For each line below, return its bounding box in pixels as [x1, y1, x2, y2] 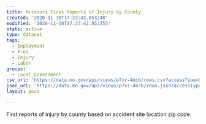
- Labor [12, 60, 32, 66]
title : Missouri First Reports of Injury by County [6, 9, 141, 15]
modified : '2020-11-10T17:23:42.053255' [6, 20, 112, 26]
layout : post [6, 89, 40, 95]
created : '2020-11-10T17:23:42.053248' [6, 15, 109, 21]
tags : [6, 37, 20, 43]
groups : [6, 65, 26, 72]
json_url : [6, 83, 32, 89]
